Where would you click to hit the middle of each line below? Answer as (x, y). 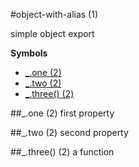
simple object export (52, 33)
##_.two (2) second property (69, 132)
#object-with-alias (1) (54, 14)
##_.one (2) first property (62, 113)
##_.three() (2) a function (62, 152)
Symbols (29, 53)
